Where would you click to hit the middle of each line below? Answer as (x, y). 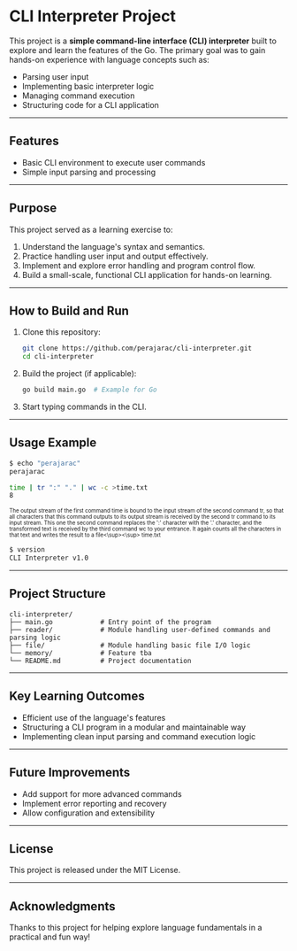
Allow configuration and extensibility (88, 813)
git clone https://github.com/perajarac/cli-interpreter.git (137, 348)
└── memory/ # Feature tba (80, 653)
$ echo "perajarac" (45, 463)
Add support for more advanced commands (102, 793)
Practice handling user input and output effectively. (115, 256)
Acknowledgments (63, 906)
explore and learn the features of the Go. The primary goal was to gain (137, 50)
